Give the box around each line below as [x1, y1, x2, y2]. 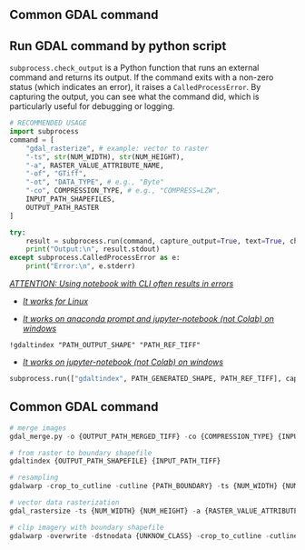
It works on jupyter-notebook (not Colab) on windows [22, 356, 224, 367]
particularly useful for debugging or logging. [9, 101, 175, 112]
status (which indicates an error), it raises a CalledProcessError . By [9, 82, 261, 93]
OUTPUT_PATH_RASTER [25, 203, 100, 212]
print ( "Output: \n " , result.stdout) [25, 245, 161, 254]
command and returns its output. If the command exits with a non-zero [9, 72, 274, 83]
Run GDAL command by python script [9, 38, 227, 54]
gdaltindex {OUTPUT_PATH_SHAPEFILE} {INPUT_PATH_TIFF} [9, 456, 221, 466]
